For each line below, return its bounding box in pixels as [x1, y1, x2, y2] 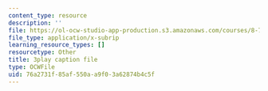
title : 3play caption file [8, 56, 98, 64]
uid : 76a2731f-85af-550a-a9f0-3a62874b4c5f [8, 70, 156, 78]
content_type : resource [8, 11, 88, 20]
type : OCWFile [8, 63, 56, 71]
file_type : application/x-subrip [8, 33, 120, 42]
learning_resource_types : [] [8, 41, 105, 49]
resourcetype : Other [8, 48, 77, 56]
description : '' [8, 19, 62, 27]
